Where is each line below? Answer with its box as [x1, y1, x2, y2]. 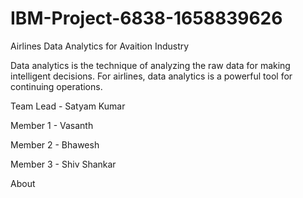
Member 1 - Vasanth [10, 119, 94, 131]
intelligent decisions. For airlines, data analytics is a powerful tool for [10, 70, 293, 82]
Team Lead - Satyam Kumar [10, 100, 126, 112]
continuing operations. [10, 80, 103, 92]
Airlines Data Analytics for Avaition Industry [10, 40, 190, 52]
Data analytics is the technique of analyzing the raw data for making [10, 59, 291, 71]
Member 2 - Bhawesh [10, 138, 100, 151]
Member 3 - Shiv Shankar [10, 158, 117, 170]
